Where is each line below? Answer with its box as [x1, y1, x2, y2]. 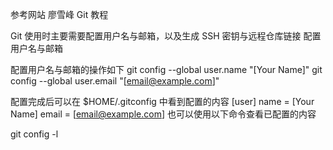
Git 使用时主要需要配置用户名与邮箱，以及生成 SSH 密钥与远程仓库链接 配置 [10, 30, 322, 42]
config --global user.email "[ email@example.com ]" [10, 75, 220, 87]
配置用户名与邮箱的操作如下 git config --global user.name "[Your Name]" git [10, 64, 323, 75]
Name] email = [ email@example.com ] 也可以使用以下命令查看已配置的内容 [10, 108, 317, 120]
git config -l [10, 128, 59, 140]
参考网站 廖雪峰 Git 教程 [10, 9, 109, 20]
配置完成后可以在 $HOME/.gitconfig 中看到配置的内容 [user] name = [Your [10, 96, 315, 107]
